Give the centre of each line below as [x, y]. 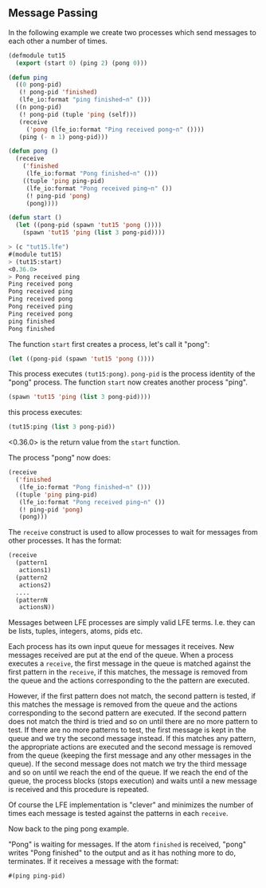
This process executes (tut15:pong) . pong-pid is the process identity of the [132, 374]
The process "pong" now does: [60, 458]
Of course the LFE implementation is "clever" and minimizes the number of [131, 805]
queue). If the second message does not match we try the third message [127, 764]
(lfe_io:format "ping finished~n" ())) [85, 100]
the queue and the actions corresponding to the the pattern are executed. [129, 681]
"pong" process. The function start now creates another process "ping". [128, 382]
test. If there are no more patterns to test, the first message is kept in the [127, 730]
